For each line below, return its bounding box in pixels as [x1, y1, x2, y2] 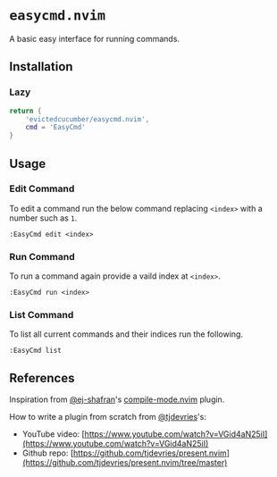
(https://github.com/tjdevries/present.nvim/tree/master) [21, 457, 228, 468]
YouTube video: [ [21, 429, 85, 439]
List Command [9, 309, 74, 322]
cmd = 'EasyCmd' [25, 123, 87, 132]
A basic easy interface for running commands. [9, 33, 180, 44]
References [9, 370, 75, 386]
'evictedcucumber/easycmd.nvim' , [25, 114, 150, 123]
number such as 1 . [9, 213, 78, 223]
